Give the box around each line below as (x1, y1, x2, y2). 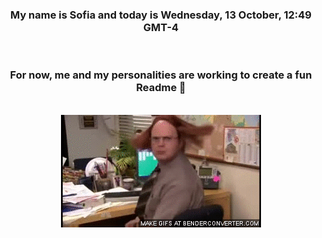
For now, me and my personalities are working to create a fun (9, 68, 313, 82)
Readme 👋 (136, 81, 186, 95)
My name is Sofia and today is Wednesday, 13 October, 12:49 (9, 8, 312, 22)
